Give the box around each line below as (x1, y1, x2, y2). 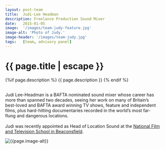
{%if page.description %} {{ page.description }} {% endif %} (5, 77, 129, 83)
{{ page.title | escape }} (5, 60, 104, 72)
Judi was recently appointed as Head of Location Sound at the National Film (5, 123, 160, 129)
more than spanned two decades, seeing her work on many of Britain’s (5, 97, 149, 103)
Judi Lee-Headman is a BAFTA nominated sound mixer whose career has (5, 92, 154, 98)
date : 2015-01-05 (5, 21, 45, 26)
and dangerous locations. (16, 112, 69, 118)
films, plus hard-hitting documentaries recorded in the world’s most (5, 107, 142, 113)
